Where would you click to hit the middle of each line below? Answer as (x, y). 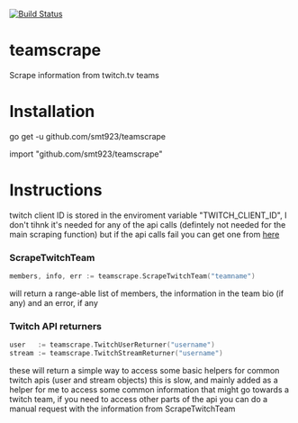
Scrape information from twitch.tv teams (84, 75)
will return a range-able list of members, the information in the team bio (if (147, 293)
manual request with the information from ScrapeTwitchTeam (122, 409)
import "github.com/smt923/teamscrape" (86, 154)
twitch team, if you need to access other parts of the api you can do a (139, 400)
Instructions (56, 190)
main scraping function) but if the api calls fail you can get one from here (144, 234)
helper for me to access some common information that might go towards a (149, 390)
